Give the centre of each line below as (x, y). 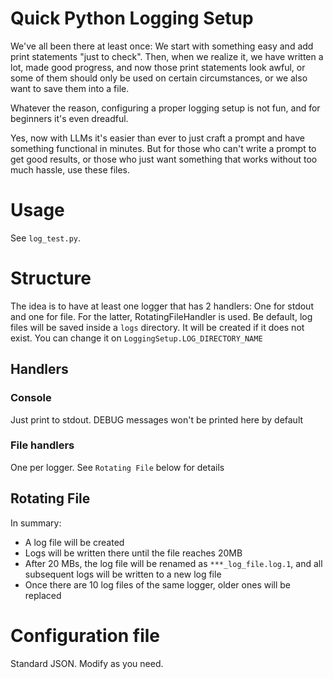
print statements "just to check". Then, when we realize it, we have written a (167, 56)
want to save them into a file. (70, 88)
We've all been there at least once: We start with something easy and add (162, 46)
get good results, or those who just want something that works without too (164, 159)
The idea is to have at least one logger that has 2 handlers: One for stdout (162, 306)
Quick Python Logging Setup (132, 18)
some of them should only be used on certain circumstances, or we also (159, 78)
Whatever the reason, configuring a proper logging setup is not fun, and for (165, 108)
